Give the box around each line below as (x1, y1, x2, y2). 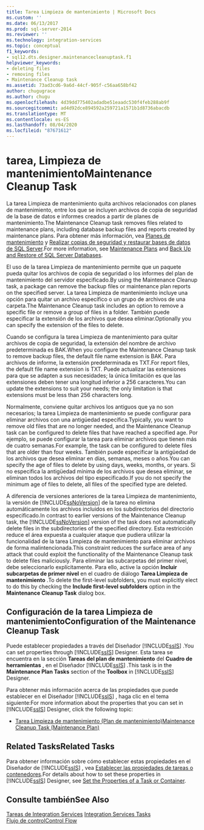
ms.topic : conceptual (6, 43, 61, 49)
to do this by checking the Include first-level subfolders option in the (6, 583, 181, 590)
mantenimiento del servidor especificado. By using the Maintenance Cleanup (6, 276, 198, 283)
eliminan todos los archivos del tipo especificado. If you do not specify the (6, 474, 191, 481)
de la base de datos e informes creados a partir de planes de (6, 212, 159, 220)
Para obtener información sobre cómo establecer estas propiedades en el (6, 758, 191, 765)
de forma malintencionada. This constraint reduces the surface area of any (6, 544, 192, 551)
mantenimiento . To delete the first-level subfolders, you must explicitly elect (6, 576, 198, 584)
